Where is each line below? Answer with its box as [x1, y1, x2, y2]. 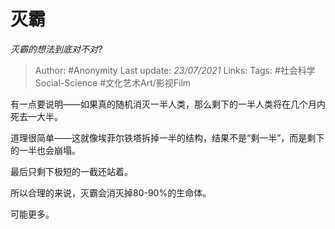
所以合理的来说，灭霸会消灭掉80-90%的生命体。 [10, 186, 212, 199]
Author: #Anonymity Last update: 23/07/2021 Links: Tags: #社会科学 [34, 64, 316, 76]
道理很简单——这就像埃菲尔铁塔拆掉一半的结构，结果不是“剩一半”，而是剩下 [10, 131, 325, 144]
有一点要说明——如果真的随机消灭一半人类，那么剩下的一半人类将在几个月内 [10, 98, 326, 110]
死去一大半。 [10, 110, 63, 122]
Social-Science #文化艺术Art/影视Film [34, 76, 192, 89]
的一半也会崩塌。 [10, 144, 81, 156]
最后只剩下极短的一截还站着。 [10, 165, 133, 177]
